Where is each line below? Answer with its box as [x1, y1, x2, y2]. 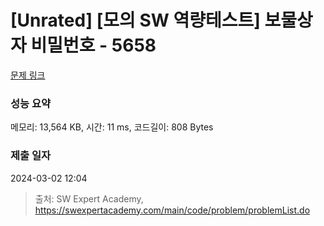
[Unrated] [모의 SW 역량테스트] [10, 9, 261, 32]
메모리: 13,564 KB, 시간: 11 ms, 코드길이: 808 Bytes [10, 121, 214, 133]
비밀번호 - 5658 [30, 34, 157, 57]
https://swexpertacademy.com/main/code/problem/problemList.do [34, 204, 311, 216]
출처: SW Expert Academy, [34, 192, 144, 205]
